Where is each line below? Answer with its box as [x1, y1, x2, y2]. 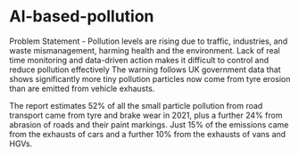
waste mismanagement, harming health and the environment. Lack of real [9, 45, 280, 55]
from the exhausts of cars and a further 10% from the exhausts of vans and [9, 128, 287, 139]
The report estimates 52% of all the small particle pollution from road [9, 100, 263, 111]
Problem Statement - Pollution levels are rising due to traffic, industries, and [9, 36, 288, 46]
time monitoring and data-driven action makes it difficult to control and [9, 54, 270, 65]
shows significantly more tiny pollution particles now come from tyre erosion [9, 73, 291, 84]
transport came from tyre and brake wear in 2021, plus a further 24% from [9, 110, 283, 120]
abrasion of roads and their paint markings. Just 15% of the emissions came [9, 119, 289, 130]
